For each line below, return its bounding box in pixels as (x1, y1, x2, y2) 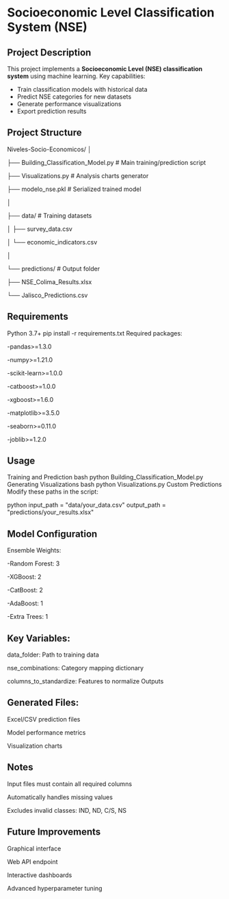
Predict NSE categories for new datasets (16, 92, 132, 101)
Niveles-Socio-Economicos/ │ (7, 145, 92, 153)
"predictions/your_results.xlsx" (7, 508, 94, 516)
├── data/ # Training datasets (7, 211, 92, 220)
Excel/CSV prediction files (7, 715, 81, 723)
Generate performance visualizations (16, 100, 122, 107)
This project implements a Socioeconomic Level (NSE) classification (7, 65, 203, 73)
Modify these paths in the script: (7, 488, 99, 496)
